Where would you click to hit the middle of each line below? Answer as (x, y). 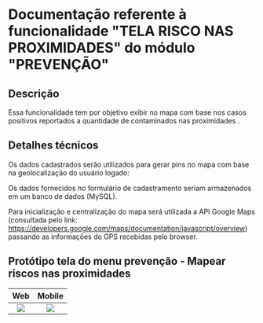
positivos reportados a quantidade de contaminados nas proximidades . (124, 121)
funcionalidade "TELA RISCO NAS (121, 31)
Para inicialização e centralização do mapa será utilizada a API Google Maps (131, 211)
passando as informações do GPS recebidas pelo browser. (103, 237)
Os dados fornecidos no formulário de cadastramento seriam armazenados (130, 188)
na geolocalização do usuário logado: (69, 173)
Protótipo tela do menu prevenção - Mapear (117, 261)
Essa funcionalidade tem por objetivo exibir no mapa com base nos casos (128, 112)
